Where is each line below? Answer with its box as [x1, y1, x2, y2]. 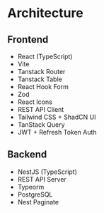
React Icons [17, 98, 53, 106]
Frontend [7, 33, 49, 46]
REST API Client [17, 105, 64, 113]
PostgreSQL [17, 190, 53, 199]
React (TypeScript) [17, 52, 73, 61]
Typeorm [17, 182, 45, 191]
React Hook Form [17, 83, 69, 90]
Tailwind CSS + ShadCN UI [17, 113, 96, 121]
